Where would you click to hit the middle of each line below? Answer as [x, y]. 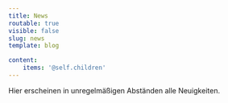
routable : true [34, 23]
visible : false [34, 31]
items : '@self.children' [64, 68]
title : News [28, 16]
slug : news [27, 38]
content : [23, 60]
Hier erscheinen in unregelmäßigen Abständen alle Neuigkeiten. [114, 90]
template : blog [34, 46]
